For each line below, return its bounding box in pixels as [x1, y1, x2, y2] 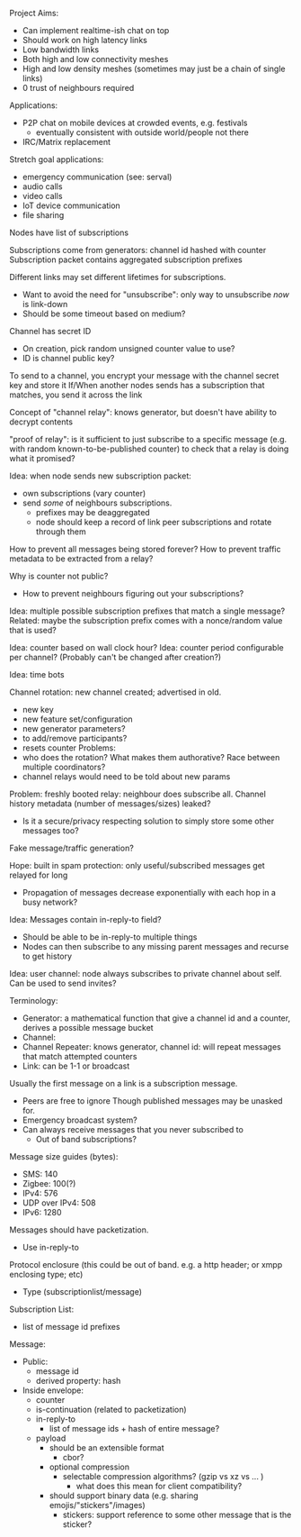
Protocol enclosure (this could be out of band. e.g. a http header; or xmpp [9, 1260, 283, 1269]
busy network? [22, 896, 78, 907]
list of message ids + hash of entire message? [49, 1423, 220, 1433]
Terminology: [9, 996, 58, 1005]
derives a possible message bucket [22, 1023, 155, 1032]
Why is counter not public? [9, 571, 109, 581]
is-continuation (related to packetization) [35, 1405, 187, 1414]
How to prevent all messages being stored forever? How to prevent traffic [9, 544, 281, 554]
